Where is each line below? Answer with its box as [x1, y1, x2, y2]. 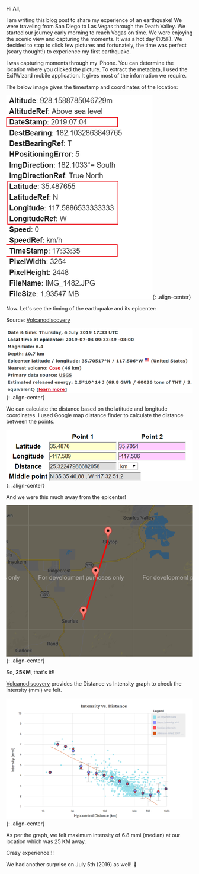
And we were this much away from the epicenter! [6, 493, 126, 500]
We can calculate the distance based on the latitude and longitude [6, 405, 168, 412]
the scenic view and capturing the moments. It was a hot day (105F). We [6, 36, 182, 42]
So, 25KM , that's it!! [6, 669, 55, 676]
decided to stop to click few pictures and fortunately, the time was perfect [6, 41, 187, 49]
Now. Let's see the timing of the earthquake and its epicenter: [6, 305, 157, 312]
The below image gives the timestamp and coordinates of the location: [6, 84, 178, 91]
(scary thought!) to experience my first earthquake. [6, 48, 131, 55]
